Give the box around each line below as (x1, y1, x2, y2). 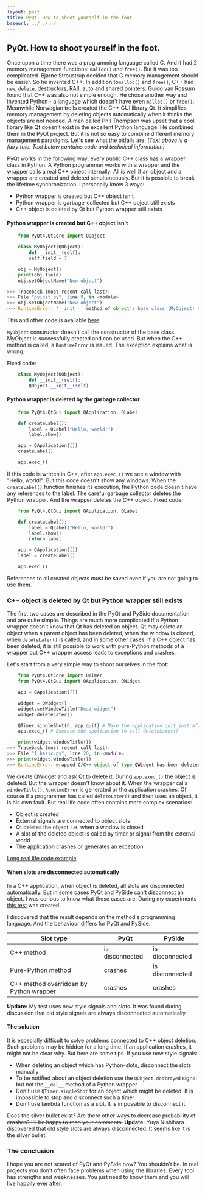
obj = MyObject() (18, 266, 62, 272)
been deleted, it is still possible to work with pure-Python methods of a (7, 642, 184, 650)
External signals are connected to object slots (15, 817, 130, 824)
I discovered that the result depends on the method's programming (7, 913, 175, 920)
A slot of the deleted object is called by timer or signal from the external (15, 829, 196, 837)
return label (29, 536, 62, 542)
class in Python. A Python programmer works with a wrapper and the (7, 161, 180, 169)
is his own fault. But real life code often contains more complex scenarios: (7, 798, 192, 806)
